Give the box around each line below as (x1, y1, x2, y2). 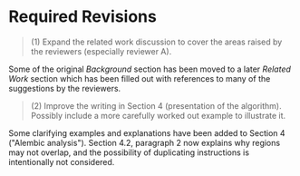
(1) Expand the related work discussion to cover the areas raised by (30, 36, 283, 47)
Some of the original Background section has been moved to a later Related (8, 64, 292, 74)
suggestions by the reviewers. (8, 83, 121, 93)
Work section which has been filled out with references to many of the (8, 73, 271, 83)
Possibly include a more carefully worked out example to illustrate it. (30, 110, 286, 121)
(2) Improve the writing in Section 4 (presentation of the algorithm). (30, 100, 282, 111)
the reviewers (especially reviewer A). (30, 45, 172, 56)
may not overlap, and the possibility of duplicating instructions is (8, 147, 250, 158)
